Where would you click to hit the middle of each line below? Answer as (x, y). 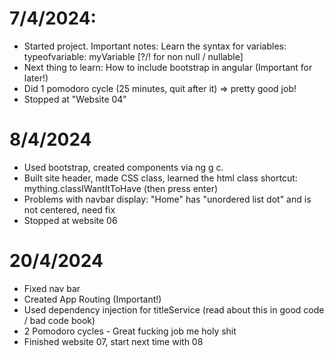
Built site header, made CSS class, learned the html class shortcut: (160, 178)
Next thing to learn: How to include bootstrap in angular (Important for (168, 67)
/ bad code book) (59, 320)
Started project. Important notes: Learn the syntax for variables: (155, 46)
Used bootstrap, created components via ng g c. (123, 167)
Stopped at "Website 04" (75, 99)
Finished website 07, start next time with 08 (113, 341)
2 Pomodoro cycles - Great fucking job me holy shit (130, 331)
